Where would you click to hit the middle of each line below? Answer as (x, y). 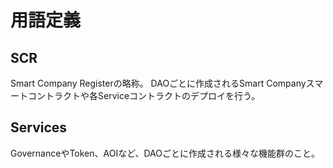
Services (39, 127)
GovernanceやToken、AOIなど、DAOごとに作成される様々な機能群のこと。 (165, 153)
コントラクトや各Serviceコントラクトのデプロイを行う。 (144, 95)
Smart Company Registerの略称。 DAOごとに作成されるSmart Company (158, 83)
